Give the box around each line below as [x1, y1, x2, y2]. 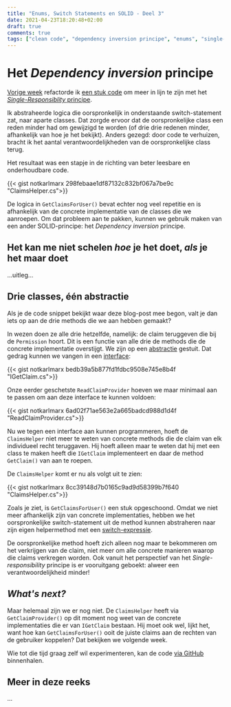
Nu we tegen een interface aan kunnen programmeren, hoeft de [7, 427, 188, 435]
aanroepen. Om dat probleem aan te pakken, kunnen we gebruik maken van [7, 215, 222, 223]
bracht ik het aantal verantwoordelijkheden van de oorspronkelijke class [7, 138, 211, 147]
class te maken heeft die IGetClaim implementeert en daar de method [7, 449, 204, 457]
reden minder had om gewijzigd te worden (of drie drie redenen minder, [7, 123, 210, 131]
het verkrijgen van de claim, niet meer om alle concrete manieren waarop [7, 546, 214, 554]
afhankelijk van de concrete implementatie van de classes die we [7, 207, 192, 215]
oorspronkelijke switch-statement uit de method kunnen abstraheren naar [7, 518, 216, 527]
